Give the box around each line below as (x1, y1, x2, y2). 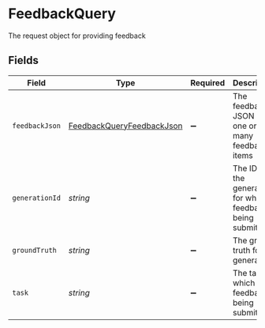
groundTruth (12, 246, 58, 254)
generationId (12, 193, 62, 202)
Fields (8, 54, 39, 67)
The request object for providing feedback (8, 31, 146, 40)
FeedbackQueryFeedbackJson (68, 120, 183, 131)
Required (190, 77, 226, 88)
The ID (232, 163, 258, 174)
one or (232, 120, 257, 131)
